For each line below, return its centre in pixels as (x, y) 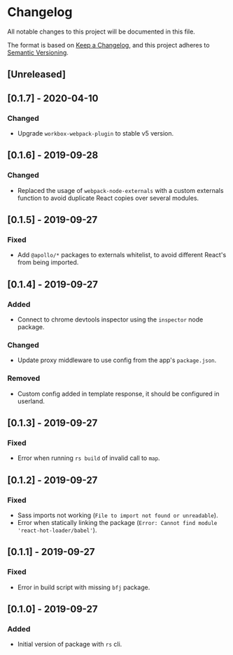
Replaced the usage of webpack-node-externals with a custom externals (120, 190)
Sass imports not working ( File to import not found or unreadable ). (118, 515)
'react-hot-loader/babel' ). (57, 530)
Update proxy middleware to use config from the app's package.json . (117, 360)
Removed (24, 378)
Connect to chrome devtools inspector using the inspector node (110, 319)
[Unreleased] (37, 74)
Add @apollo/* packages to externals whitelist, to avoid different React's (122, 255)
